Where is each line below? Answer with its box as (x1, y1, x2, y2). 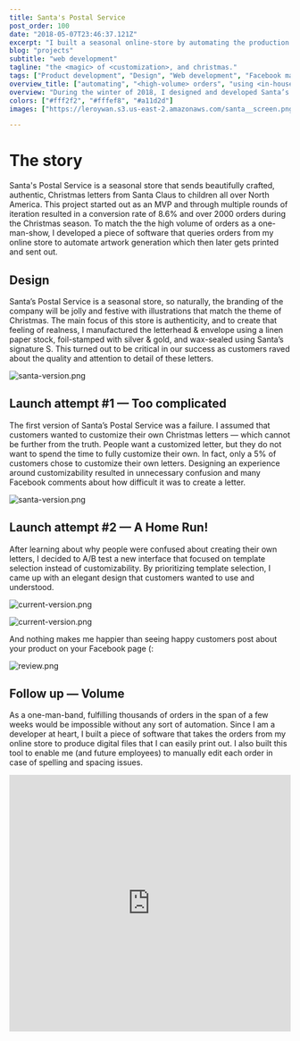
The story (9, 151, 83, 171)
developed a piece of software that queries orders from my (56, 228, 274, 238)
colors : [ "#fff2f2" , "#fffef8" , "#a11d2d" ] (9, 96, 174, 105)
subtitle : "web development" (9, 54, 118, 63)
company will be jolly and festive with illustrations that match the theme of (9, 305, 282, 316)
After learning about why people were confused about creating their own (9, 544, 278, 554)
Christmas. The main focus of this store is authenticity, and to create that (9, 315, 278, 326)
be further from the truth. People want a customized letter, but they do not (9, 438, 282, 449)
